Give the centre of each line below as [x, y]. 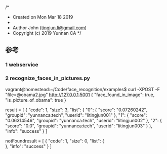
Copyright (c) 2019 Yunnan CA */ [47, 33]
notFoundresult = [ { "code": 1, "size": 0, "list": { [55, 141]
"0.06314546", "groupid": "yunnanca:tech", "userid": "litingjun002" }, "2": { [83, 120]
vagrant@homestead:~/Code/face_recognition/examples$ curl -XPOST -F [83, 89]
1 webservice [22, 65]
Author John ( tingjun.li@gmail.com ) [50, 28]
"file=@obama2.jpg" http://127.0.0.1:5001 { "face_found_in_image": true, [80, 95]
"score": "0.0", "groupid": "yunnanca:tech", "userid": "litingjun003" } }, [79, 126]
